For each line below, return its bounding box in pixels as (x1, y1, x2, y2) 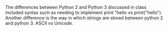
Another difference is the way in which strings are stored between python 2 (5, 15, 163, 20)
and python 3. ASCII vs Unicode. (5, 20, 74, 26)
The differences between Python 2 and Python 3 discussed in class (5, 4, 147, 10)
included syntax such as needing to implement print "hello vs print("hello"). (5, 9, 162, 15)
